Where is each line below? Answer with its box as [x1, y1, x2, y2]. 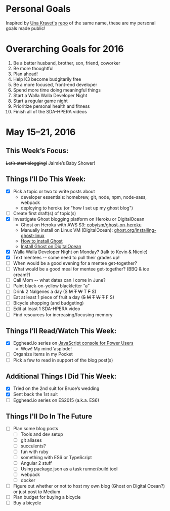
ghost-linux [20, 232, 45, 238]
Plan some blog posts [13, 426, 59, 432]
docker [20, 477, 36, 483]
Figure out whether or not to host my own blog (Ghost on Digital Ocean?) [13, 483, 165, 489]
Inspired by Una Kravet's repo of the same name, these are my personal [6, 20, 156, 26]
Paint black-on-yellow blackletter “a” [13, 283, 90, 289]
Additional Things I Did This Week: [6, 372, 117, 380]
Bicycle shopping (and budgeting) [13, 300, 84, 306]
